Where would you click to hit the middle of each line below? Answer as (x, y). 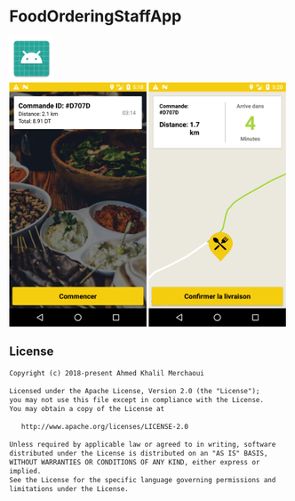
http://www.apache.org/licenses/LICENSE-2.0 (105, 426)
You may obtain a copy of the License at (87, 408)
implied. (25, 471)
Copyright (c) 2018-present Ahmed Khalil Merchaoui (107, 373)
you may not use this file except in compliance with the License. (137, 400)
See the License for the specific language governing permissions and (143, 480)
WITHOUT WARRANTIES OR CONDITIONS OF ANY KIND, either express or (135, 462)
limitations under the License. (69, 489)
